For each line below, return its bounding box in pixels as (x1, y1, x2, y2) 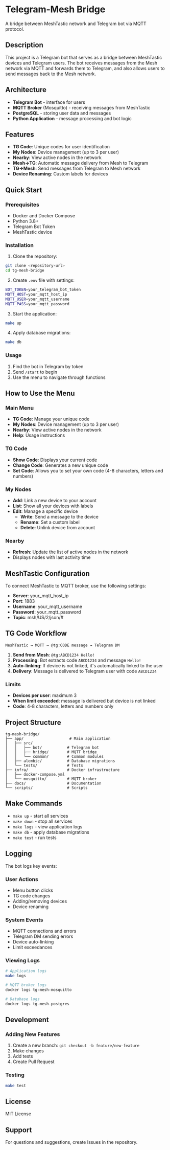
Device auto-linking (12, 939, 54, 945)
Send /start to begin (12, 369, 58, 375)
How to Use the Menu (5, 389, 75, 398)
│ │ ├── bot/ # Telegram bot (5, 745, 100, 750)
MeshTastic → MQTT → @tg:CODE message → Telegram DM (5, 643, 120, 648)
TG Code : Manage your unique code (12, 416, 90, 422)
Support (5, 1125, 32, 1134)
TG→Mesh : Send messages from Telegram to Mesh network (12, 165, 141, 172)
